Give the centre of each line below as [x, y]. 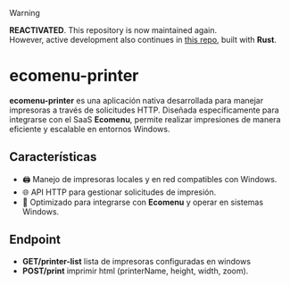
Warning [25, 13]
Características [53, 157]
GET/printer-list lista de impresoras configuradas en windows [137, 261]
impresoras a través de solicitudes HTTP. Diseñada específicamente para [144, 110]
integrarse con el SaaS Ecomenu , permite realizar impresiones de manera [145, 119]
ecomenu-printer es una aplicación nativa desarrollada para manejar [137, 100]
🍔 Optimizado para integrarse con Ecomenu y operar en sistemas [143, 202]
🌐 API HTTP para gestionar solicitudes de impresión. [119, 192]
